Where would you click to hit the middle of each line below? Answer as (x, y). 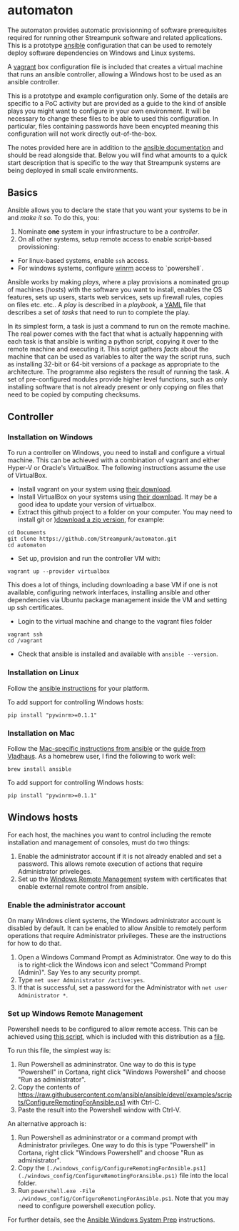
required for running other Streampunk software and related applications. (115, 37)
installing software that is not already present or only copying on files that (116, 387)
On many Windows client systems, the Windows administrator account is (115, 921)
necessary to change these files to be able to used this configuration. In (113, 118)
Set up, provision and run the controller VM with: (89, 559)
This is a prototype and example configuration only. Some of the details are (118, 96)
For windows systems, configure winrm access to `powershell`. (111, 268)
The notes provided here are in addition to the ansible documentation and (115, 147)
